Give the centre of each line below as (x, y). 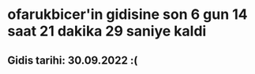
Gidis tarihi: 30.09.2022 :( (73, 60)
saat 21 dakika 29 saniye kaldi (107, 31)
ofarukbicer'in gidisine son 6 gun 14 (127, 15)
